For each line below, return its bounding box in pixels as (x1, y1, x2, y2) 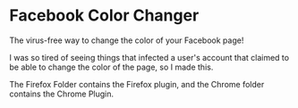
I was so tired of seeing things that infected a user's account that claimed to (9, 52, 289, 62)
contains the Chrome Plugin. (9, 88, 115, 99)
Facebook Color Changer (9, 5, 200, 26)
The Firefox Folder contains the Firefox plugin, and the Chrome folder (9, 79, 265, 89)
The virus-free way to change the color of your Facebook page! (9, 35, 244, 46)
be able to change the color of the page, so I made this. (9, 62, 214, 72)
